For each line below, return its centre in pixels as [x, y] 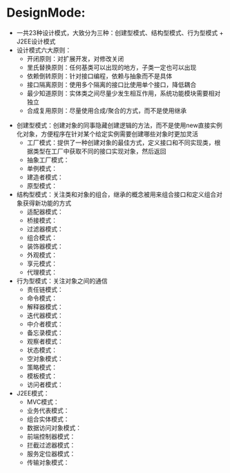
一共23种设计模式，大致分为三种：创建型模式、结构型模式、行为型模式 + [120, 33]
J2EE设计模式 [36, 41]
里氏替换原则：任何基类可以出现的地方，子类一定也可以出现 [112, 67]
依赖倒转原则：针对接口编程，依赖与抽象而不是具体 [99, 76]
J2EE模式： [33, 393]
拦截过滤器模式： [51, 445]
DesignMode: [46, 13]
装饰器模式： [45, 246]
